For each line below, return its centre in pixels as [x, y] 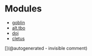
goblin [18, 22]
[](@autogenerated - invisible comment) [46, 48]
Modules [23, 9]
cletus [18, 38]
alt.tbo [18, 27]
